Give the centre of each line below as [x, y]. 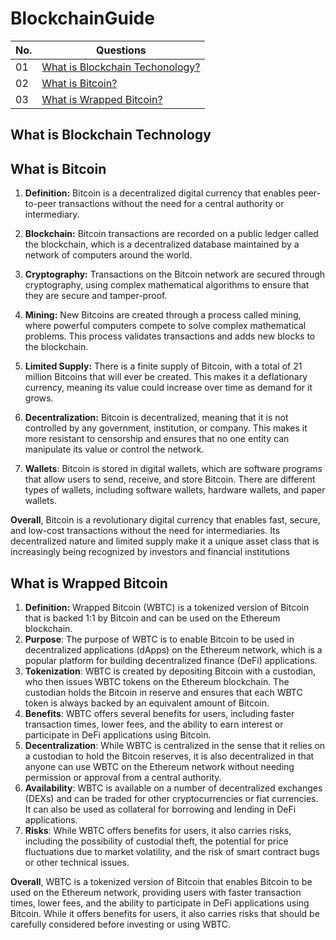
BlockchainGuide [82, 18]
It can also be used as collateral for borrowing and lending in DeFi [160, 809]
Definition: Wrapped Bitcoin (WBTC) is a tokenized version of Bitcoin [167, 607]
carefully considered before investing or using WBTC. [121, 924]
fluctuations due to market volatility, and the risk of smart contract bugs [172, 851]
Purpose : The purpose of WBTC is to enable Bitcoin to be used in [159, 639]
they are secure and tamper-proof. [96, 296]
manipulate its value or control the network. [114, 449]
